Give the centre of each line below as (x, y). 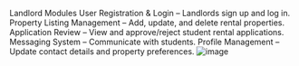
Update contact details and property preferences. (102, 52)
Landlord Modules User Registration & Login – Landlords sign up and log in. (150, 13)
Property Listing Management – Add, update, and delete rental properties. (147, 23)
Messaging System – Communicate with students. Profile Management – (145, 42)
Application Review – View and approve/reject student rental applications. (147, 32)
